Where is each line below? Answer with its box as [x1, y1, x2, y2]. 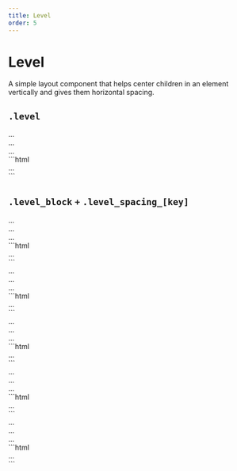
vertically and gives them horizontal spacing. [8, 88, 155, 97]
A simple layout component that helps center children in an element [8, 79, 229, 89]
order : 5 [8, 19, 37, 27]
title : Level [8, 11, 52, 20]
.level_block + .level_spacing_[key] [8, 196, 189, 207]
